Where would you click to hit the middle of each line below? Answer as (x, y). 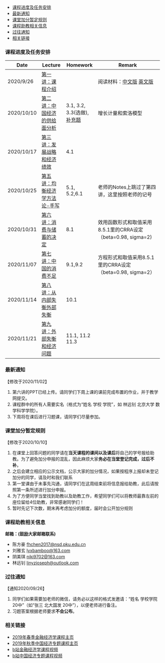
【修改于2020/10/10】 (27, 442)
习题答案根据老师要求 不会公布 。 (44, 611)
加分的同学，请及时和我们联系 (42, 477)
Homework (79, 65)
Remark (128, 65)
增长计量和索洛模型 (120, 113)
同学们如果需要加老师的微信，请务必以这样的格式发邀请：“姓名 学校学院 (85, 599)
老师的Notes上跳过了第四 (127, 187)
